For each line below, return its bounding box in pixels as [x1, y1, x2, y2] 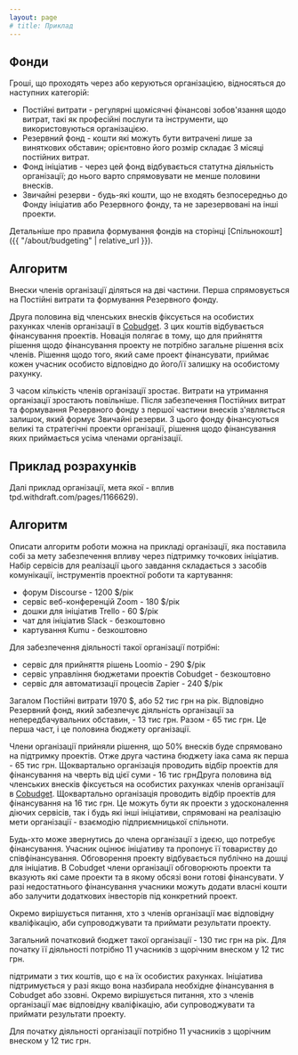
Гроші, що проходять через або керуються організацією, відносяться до [9, 77, 286, 89]
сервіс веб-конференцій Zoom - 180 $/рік [21, 596, 181, 606]
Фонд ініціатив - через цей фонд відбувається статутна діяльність [21, 161, 274, 172]
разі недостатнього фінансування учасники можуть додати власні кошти [9, 881, 287, 891]
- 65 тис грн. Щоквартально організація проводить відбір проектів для [9, 759, 278, 770]
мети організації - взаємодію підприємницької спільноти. [9, 816, 230, 827]
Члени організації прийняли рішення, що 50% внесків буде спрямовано [9, 741, 283, 751]
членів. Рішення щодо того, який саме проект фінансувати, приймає [9, 349, 270, 361]
